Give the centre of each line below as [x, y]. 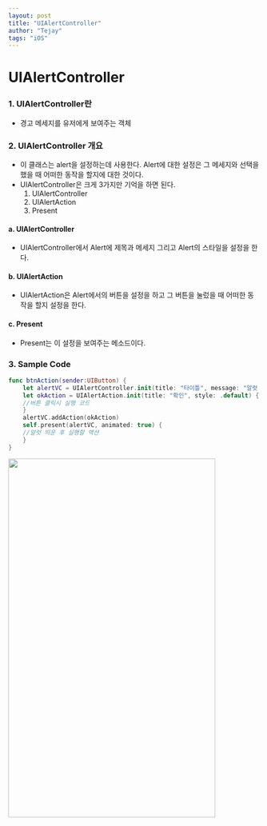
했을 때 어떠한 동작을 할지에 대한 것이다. [82, 175]
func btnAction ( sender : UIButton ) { [68, 381]
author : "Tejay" [35, 30]
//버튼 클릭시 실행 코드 [56, 403]
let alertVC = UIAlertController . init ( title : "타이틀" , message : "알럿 [140, 388]
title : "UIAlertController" [55, 23]
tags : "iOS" [28, 38]
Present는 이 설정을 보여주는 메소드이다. [83, 343]
